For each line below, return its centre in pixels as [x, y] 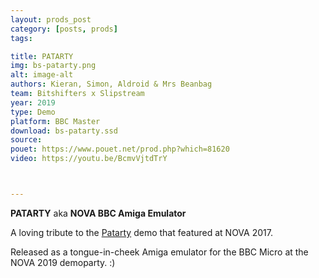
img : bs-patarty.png [53, 66]
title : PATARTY [42, 56]
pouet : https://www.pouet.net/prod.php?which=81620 [120, 149]
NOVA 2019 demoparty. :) [63, 262]
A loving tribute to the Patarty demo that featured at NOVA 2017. [141, 232]
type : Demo [33, 112]
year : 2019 [33, 102]
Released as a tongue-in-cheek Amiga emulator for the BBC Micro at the [159, 252]
